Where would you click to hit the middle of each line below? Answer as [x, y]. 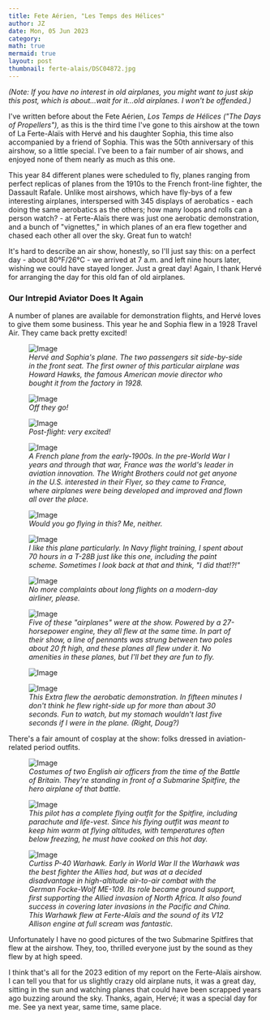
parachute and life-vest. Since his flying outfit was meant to [129, 822]
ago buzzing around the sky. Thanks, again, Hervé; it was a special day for [133, 998]
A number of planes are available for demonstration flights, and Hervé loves [135, 316]
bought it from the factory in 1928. [86, 383]
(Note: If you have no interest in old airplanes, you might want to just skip [131, 92]
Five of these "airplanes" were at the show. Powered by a [125, 622]
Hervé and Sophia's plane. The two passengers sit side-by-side [136, 357]
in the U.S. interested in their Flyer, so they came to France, [128, 482]
